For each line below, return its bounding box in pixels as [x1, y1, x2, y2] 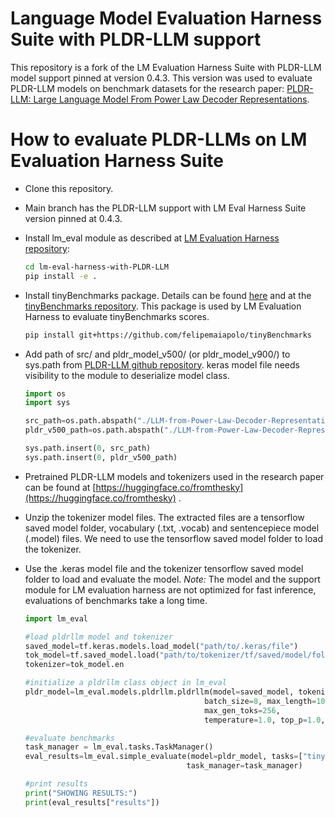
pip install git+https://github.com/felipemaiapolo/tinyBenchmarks [24, 330, 312, 340]
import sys [24, 398, 71, 408]
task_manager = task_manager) [186, 761, 303, 771]
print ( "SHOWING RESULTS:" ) [24, 788, 138, 798]
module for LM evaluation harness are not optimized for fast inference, [24, 583, 317, 596]
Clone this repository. [24, 182, 114, 194]
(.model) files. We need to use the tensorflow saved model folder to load [24, 532, 323, 544]
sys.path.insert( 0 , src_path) [24, 443, 152, 453]
